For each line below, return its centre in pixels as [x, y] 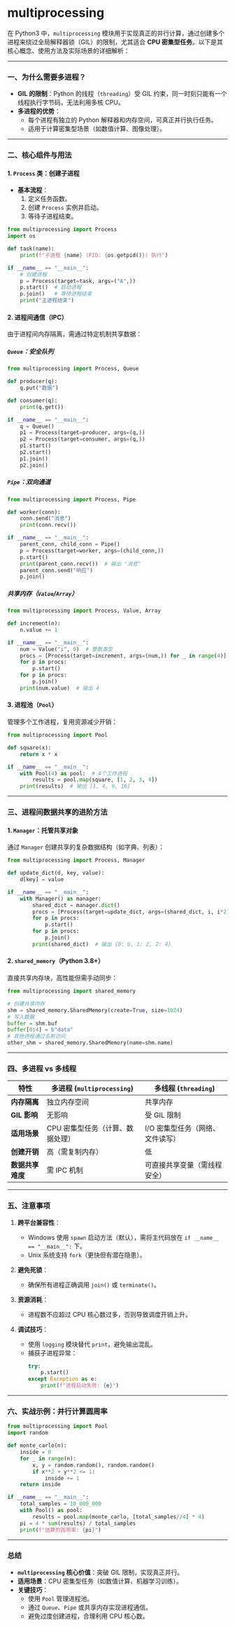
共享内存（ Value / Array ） [43, 593]
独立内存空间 [68, 1102]
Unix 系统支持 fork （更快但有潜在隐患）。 [87, 1254]
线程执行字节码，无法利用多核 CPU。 [71, 102]
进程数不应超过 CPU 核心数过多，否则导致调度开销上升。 [110, 1314]
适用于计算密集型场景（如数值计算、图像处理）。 [97, 129]
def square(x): [29, 747]
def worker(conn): [34, 512]
